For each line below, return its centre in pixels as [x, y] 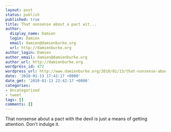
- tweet [13, 95]
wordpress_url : [21, 72]
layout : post [19, 10]
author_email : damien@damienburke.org [46, 57]
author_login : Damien [28, 52]
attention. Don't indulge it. [33, 124]
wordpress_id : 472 [25, 67]
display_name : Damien [33, 34]
